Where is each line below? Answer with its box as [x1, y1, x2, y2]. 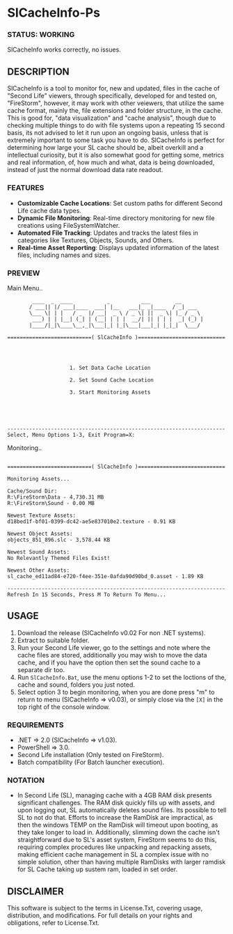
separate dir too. [17, 665, 65, 674]
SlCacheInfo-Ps [7, 5, 101, 21]
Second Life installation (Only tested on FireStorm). [17, 751, 164, 758]
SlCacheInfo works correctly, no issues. [7, 45, 122, 54]
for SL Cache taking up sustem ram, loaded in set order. [17, 865, 178, 873]
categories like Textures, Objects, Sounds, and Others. [17, 235, 174, 244]
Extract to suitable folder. [17, 636, 90, 644]
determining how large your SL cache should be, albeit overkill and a [7, 143, 204, 152]
